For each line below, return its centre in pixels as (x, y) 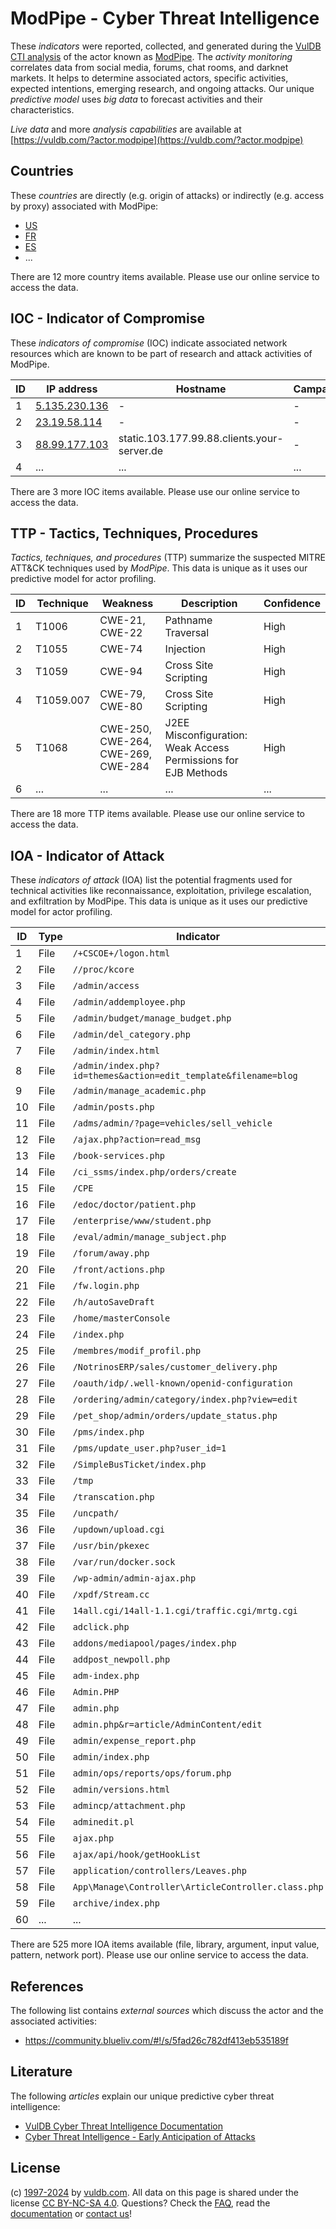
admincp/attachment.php (129, 1806)
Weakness (127, 604)
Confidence (292, 604)
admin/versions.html (121, 1790)
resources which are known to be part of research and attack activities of (161, 353)
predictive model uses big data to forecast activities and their (136, 99)
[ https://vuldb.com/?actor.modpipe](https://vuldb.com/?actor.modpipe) (157, 139)
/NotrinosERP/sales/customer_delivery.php (175, 1367)
